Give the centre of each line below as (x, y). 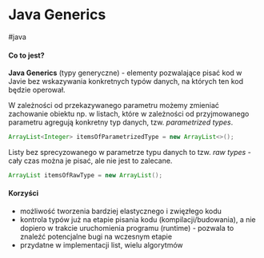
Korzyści (24, 193)
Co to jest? (27, 55)
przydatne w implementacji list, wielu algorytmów (102, 245)
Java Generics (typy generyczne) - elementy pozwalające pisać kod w (125, 73)
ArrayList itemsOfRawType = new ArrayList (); (85, 176)
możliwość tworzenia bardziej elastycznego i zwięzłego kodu (121, 211)
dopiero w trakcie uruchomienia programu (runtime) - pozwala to (127, 228)
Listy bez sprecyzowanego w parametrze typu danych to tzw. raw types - (130, 153)
